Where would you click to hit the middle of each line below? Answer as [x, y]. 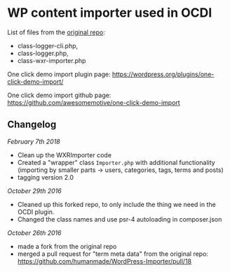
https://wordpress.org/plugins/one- [163, 74]
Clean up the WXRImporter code [65, 155]
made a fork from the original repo [67, 246]
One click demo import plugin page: [59, 74]
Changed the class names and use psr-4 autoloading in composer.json [120, 219]
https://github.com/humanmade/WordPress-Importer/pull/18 [104, 261]
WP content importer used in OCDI [110, 13]
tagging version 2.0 [46, 177]
